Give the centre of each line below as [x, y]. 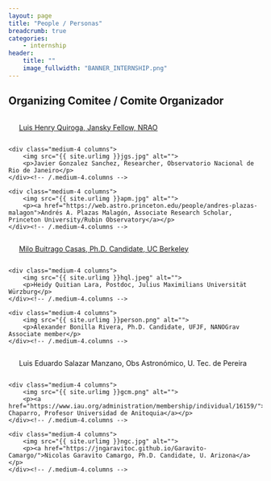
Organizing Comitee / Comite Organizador [116, 101]
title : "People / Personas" [56, 23]
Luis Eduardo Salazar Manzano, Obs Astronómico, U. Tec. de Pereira [133, 363]
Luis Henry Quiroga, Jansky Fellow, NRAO [88, 127]
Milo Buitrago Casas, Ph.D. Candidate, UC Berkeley [104, 249]
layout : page [30, 16]
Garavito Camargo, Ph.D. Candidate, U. [140, 455]
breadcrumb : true [38, 31]
